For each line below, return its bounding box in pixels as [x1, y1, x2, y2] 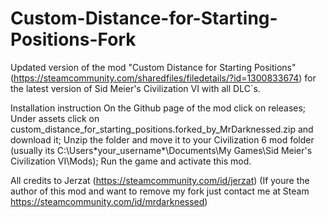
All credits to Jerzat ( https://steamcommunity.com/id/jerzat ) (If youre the [10, 174, 310, 186]
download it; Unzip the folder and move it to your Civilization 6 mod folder [10, 133, 315, 146]
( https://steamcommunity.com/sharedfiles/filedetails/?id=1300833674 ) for [10, 72, 317, 84]
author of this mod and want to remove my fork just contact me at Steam [10, 185, 310, 197]
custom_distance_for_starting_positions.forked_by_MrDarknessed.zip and [10, 123, 314, 135]
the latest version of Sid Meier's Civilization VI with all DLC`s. [10, 82, 261, 94]
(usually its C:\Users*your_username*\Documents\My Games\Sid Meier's [10, 144, 313, 156]
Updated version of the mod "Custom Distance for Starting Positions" [10, 61, 297, 73]
